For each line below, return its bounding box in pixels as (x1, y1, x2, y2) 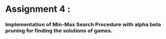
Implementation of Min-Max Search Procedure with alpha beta (5, 21, 161, 28)
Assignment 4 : (5, 3, 71, 15)
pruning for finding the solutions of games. (5, 27, 113, 34)
